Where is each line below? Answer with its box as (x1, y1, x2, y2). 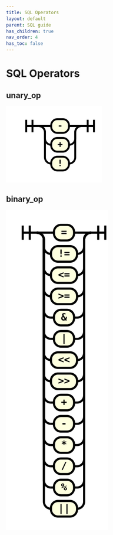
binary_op (6, 194, 44, 204)
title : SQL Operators (6, 9, 59, 15)
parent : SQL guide (6, 22, 51, 28)
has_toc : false (6, 41, 44, 47)
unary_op (6, 90, 41, 100)
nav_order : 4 (6, 34, 38, 41)
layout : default (6, 15, 46, 22)
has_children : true (6, 28, 54, 34)
